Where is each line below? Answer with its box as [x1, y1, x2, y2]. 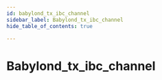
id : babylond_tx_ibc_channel [6, 10, 90, 17]
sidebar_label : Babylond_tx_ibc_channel [6, 16, 124, 23]
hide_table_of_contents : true [6, 23, 93, 29]
